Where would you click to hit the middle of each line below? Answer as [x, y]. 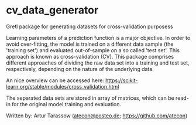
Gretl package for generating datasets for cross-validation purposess [90, 26]
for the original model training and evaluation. [66, 104]
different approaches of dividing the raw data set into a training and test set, [98, 63]
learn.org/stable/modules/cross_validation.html [63, 86]
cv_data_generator [52, 10]
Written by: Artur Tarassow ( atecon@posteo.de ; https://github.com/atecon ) [97, 116]
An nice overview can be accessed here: [55, 80]
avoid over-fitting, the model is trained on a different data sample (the [90, 44]
